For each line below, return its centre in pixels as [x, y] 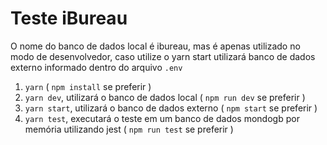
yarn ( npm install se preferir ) [88, 86]
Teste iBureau [69, 18]
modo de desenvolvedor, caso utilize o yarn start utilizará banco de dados [163, 56]
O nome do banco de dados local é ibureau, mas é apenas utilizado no [155, 46]
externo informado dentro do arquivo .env [96, 67]
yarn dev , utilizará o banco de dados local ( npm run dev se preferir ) [165, 97]
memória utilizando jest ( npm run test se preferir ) [129, 129]
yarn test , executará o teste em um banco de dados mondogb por [162, 118]
